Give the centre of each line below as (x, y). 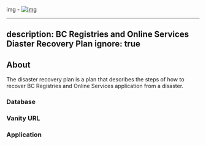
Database (21, 102)
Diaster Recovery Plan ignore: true (74, 44)
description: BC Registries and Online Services (97, 35)
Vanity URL (23, 118)
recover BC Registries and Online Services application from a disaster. (95, 86)
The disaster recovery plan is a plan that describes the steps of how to (96, 80)
